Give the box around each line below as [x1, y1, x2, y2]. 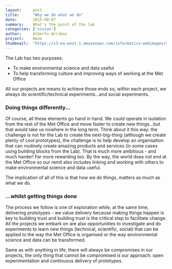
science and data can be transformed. [5, 237, 86, 243]
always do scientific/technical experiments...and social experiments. [5, 91, 149, 97]
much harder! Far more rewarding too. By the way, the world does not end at [5, 154, 167, 160]
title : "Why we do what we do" [5, 12, 83, 17]
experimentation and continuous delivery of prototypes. [5, 258, 123, 264]
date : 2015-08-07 [5, 17, 56, 22]
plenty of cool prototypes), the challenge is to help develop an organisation [5, 137, 164, 143]
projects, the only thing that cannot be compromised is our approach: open [5, 252, 164, 259]
